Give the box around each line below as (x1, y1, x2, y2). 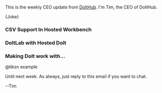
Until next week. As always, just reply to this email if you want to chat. (5, 74, 147, 80)
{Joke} (5, 14, 19, 19)
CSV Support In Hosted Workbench (5, 26, 92, 33)
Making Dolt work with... (5, 52, 66, 59)
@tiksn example (5, 64, 38, 70)
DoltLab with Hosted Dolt (5, 39, 67, 46)
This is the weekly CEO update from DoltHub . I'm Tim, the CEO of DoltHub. (5, 4, 158, 10)
